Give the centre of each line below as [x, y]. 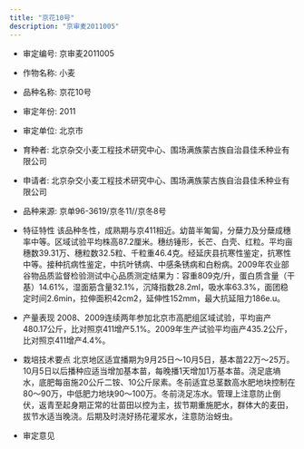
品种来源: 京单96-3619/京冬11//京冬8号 [94, 210]
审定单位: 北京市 [53, 130]
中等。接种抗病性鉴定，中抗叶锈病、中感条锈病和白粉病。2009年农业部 [156, 264]
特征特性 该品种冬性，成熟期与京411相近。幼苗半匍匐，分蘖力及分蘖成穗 [157, 230]
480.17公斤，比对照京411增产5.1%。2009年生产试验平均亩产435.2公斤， [157, 328]
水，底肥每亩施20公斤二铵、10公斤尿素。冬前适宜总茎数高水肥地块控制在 [159, 382]
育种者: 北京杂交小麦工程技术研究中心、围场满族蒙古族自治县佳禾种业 [152, 150]
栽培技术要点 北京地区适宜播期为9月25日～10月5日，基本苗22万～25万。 [158, 359]
